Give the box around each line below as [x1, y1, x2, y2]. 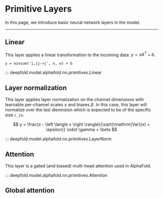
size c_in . [5, 112, 25, 118]
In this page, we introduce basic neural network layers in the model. [5, 19, 141, 25]
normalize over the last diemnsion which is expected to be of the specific [5, 107, 151, 113]
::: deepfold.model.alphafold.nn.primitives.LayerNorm [5, 136, 112, 142]
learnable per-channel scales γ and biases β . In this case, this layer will [5, 102, 147, 108]
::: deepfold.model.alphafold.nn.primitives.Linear [5, 69, 102, 76]
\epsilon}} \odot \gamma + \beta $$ [46, 127, 117, 132]
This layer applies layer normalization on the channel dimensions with [5, 97, 144, 102]
